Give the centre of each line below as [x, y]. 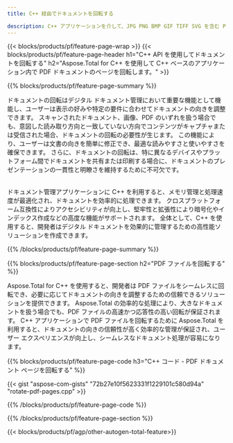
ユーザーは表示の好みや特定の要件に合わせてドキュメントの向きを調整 [126, 108]
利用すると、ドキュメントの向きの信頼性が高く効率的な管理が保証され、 [110, 329]
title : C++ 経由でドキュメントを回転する [61, 14]
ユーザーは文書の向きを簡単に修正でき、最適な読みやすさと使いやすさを [122, 143]
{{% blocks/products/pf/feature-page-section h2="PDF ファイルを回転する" [116, 263]
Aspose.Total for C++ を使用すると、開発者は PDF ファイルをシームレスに [113, 285]
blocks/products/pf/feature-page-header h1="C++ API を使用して [101, 54]
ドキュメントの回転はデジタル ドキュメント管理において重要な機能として [111, 100]
